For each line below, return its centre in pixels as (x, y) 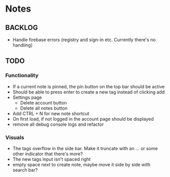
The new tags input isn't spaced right (52, 159)
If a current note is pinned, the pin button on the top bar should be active (89, 86)
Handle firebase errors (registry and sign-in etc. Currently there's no (84, 40)
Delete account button (43, 102)
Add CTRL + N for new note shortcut (51, 113)
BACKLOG (22, 28)
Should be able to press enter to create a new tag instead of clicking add (89, 92)
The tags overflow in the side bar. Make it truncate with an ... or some (85, 148)
